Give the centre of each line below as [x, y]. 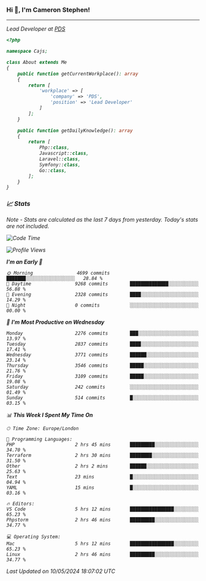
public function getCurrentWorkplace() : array [78, 74]
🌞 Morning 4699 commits [58, 273]
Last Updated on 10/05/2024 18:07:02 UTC [61, 571]
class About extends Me [37, 63]
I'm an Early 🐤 [25, 262]
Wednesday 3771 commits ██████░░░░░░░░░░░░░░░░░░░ [103, 355]
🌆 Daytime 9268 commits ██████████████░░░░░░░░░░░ [103, 284]
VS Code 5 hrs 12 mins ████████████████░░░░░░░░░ [103, 509]
